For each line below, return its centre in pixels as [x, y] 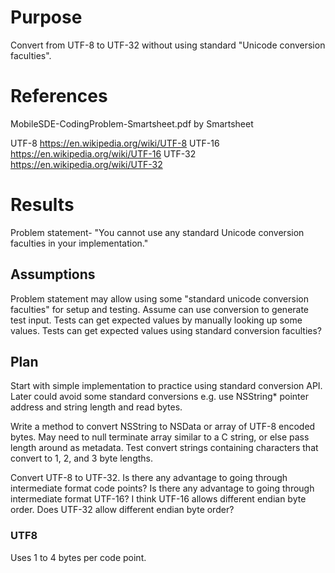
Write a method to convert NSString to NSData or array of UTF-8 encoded [163, 427]
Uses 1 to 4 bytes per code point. [78, 557]
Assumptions [53, 274]
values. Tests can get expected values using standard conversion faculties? [166, 330]
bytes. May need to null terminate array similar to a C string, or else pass [160, 437]
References [59, 96]
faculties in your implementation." [79, 243]
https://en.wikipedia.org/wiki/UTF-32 [86, 164]
